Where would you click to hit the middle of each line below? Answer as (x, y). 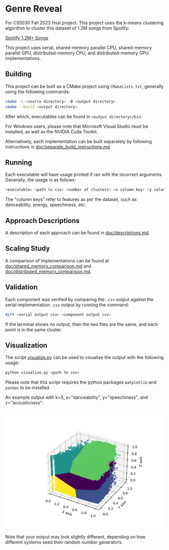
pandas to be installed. (28, 388)
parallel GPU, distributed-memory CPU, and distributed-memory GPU (77, 53)
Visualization (26, 345)
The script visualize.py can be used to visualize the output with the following (84, 358)
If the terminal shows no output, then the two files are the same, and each (82, 324)
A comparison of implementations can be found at (57, 260)
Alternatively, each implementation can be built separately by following (79, 141)
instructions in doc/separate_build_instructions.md (58, 147)
